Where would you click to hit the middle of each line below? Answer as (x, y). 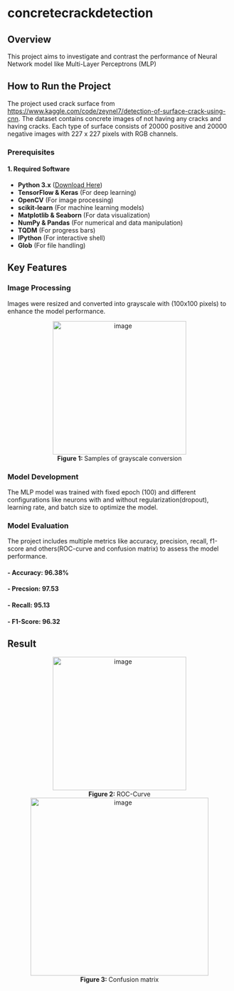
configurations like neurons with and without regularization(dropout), (108, 499)
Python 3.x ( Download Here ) (60, 185)
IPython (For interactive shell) (61, 238)
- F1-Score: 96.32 (34, 621)
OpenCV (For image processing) (65, 200)
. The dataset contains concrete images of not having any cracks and (120, 118)
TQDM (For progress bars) (57, 230)
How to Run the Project (59, 86)
